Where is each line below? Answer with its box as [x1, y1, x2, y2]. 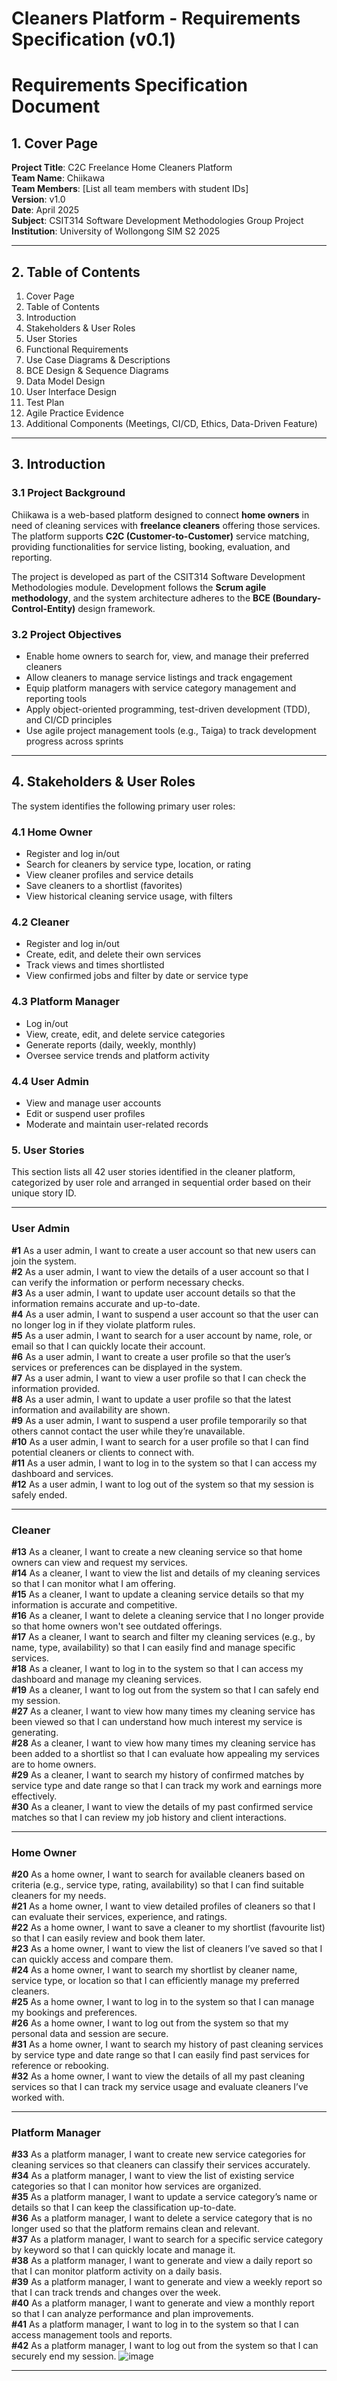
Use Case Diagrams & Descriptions [25, 354, 171, 366]
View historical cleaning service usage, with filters [25, 890, 233, 902]
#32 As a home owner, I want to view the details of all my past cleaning [11, 2070, 306, 2082]
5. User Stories [11, 1143, 85, 1157]
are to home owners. [11, 1758, 97, 1770]
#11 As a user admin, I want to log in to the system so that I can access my [11, 1457, 318, 1469]
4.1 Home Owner [11, 825, 93, 839]
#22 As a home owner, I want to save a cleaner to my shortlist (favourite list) [11, 1922, 326, 1934]
